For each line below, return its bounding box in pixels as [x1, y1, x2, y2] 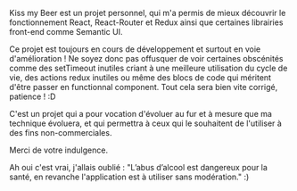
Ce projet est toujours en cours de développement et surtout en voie [9, 44, 261, 54]
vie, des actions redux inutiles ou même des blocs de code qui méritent [9, 72, 272, 83]
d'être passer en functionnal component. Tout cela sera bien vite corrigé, [9, 82, 278, 92]
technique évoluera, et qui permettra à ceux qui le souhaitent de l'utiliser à [9, 118, 283, 129]
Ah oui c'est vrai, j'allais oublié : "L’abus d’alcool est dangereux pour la [9, 162, 268, 172]
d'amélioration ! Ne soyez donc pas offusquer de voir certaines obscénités [9, 54, 284, 63]
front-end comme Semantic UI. [9, 27, 123, 37]
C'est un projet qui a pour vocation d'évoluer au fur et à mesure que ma [9, 109, 272, 119]
